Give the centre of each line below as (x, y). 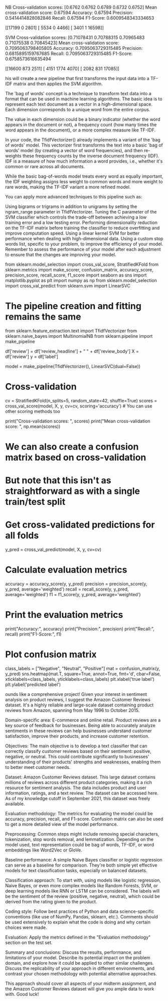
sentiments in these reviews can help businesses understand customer (78, 731)
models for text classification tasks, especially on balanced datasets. (76, 870)
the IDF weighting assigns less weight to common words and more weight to (84, 182)
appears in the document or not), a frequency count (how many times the (81, 125)
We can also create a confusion (72, 447)
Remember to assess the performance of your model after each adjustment (83, 249)
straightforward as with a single (73, 491)
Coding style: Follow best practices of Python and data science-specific (80, 911)
